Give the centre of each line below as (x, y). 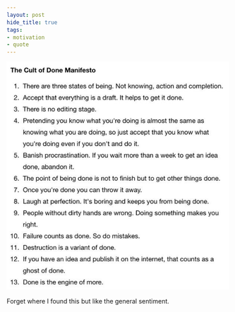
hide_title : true (32, 22)
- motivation (26, 37)
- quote (18, 45)
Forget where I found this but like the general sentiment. (88, 301)
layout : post (26, 15)
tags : (14, 30)
